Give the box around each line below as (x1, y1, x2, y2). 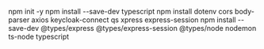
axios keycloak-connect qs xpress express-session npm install (31, 15, 236, 24)
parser (8, 15, 30, 24)
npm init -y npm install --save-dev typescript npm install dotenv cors (8, 7, 234, 16)
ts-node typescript (8, 32, 70, 41)
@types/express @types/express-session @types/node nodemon (40, 24, 257, 32)
